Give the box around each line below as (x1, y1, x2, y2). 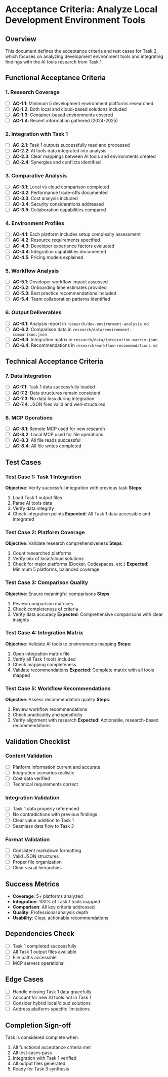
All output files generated (12, 1060, 66, 1066)
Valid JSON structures (12, 853, 59, 859)
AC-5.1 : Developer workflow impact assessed (12, 279, 108, 285)
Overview (5, 35, 37, 43)
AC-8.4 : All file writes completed (12, 443, 82, 449)
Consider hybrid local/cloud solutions (12, 1000, 91, 1006)
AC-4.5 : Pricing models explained (12, 254, 83, 260)
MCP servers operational (12, 960, 65, 966)
